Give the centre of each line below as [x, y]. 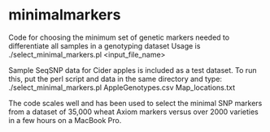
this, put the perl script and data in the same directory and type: [115, 79]
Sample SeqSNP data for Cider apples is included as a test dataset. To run [133, 70]
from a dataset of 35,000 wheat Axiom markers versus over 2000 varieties [133, 112]
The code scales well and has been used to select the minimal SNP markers [135, 103]
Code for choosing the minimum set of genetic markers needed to [119, 37]
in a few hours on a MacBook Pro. [65, 120]
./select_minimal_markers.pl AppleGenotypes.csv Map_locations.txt [122, 87]
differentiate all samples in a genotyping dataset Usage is [105, 45]
